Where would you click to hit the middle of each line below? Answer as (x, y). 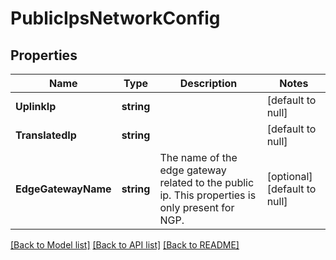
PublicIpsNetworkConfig (115, 18)
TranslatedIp (46, 135)
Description (208, 83)
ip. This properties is (208, 195)
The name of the (198, 157)
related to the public (207, 182)
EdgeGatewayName (63, 189)
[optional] (289, 176)
